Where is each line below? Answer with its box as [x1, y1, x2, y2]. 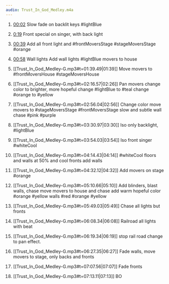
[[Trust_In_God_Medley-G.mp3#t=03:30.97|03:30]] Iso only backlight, [13, 122, 158, 128]
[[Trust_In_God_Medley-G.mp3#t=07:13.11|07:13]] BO [13, 273, 122, 279]
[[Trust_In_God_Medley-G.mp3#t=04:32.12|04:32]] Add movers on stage [13, 167, 164, 173]
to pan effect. [13, 238, 41, 245]
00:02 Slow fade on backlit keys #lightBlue [13, 21, 102, 27]
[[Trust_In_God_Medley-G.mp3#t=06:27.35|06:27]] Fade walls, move [13, 248, 155, 254]
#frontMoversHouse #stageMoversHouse [13, 71, 100, 77]
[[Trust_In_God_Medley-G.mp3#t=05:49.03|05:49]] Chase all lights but [13, 203, 160, 209]
